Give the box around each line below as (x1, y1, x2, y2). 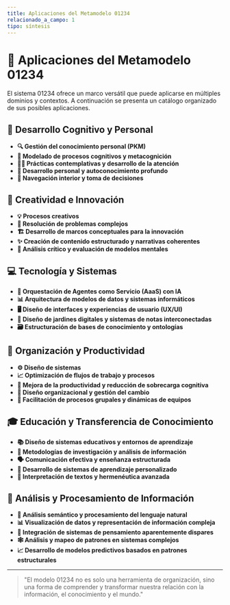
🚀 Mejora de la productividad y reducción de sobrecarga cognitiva (16, 381, 209, 389)
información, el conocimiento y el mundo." (23, 590, 144, 599)
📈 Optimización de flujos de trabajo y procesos (16, 371, 155, 379)
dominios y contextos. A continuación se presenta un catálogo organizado (7, 96, 217, 105)
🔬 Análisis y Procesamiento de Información (7, 492, 194, 504)
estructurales (16, 556, 57, 565)
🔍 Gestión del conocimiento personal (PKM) (16, 142, 146, 151)
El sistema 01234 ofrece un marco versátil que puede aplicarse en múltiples (7, 90, 221, 98)
